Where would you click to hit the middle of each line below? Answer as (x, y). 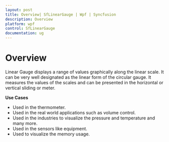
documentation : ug (24, 33)
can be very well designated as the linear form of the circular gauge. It (78, 77)
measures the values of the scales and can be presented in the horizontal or (84, 82)
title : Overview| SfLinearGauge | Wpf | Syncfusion (61, 15)
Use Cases (17, 97)
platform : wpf (20, 24)
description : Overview (29, 19)
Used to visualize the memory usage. (51, 134)
